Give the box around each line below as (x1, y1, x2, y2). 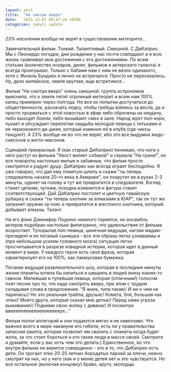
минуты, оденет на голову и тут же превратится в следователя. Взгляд (5, 179, 161, 185)
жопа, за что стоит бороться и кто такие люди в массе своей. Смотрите (5, 334, 163, 340)
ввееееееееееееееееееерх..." (5, 308, 71, 314)
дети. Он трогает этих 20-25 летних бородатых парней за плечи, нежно (5, 351, 162, 357)
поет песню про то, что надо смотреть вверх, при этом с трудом (5, 281, 148, 287)
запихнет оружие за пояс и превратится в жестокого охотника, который (5, 201, 164, 207)
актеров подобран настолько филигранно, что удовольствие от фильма (5, 222, 162, 228)
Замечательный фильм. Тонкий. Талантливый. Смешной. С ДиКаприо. (5, 45, 159, 52)
